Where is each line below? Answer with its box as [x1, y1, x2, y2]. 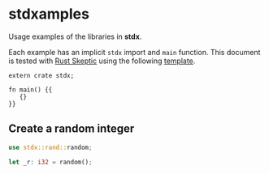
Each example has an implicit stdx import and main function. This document [8, 47, 261, 57]
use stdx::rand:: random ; [8, 143, 93, 151]
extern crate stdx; [8, 71, 75, 79]
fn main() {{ [8, 86, 53, 94]
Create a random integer [8, 122, 135, 136]
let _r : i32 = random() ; [8, 158, 93, 166]
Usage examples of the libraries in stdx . [8, 32, 142, 41]
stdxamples [8, 5, 89, 23]
